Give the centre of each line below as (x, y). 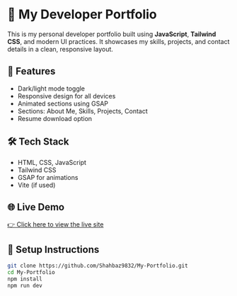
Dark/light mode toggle (51, 89)
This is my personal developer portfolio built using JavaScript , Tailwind (112, 34)
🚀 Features (31, 71)
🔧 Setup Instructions (53, 250)
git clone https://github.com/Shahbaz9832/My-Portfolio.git (98, 266)
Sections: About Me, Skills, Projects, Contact (83, 111)
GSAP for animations (48, 177)
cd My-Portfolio (31, 273)
